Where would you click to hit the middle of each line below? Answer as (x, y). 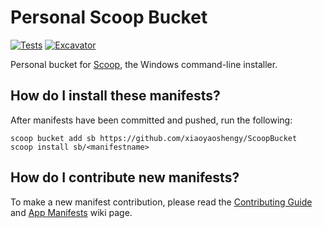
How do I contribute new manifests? (125, 177)
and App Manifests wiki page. (71, 212)
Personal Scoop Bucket (109, 17)
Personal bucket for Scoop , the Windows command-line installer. (144, 64)
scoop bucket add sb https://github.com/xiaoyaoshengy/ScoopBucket (154, 138)
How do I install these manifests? (115, 96)
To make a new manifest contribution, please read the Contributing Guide (161, 202)
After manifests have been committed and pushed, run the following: (151, 120)
